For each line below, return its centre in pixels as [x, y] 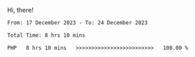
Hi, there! [21, 10]
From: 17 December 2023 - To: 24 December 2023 [78, 23]
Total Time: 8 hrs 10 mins [46, 35]
